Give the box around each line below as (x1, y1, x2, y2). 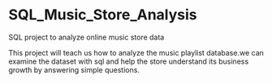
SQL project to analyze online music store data (8, 32, 165, 42)
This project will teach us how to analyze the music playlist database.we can (8, 48, 264, 57)
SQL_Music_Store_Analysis (8, 6, 197, 24)
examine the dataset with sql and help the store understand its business (8, 56, 249, 66)
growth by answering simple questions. (8, 64, 140, 74)
